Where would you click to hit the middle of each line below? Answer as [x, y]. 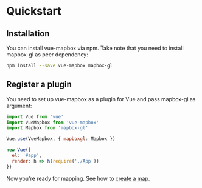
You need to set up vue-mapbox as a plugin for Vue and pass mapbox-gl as [101, 99]
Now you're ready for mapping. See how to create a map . [78, 178]
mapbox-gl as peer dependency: [47, 55]
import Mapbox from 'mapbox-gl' [47, 128]
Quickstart [34, 11]
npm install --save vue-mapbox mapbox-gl [60, 65]
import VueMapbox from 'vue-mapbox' [53, 123]
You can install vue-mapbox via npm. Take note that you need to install [95, 48]
